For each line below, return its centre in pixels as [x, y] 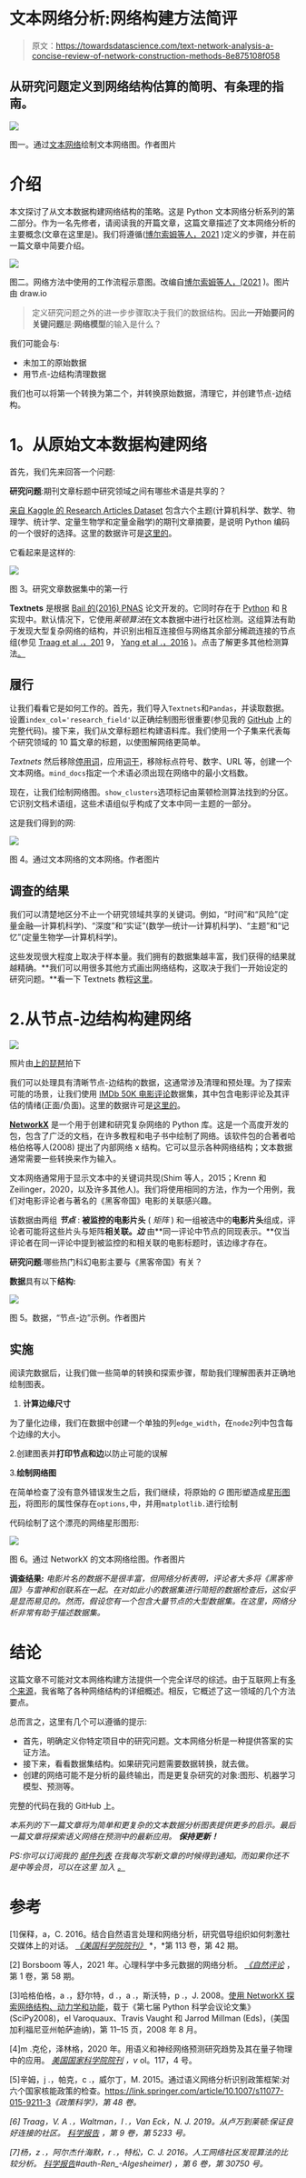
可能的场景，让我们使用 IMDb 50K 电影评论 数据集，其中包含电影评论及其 [146, 1094]
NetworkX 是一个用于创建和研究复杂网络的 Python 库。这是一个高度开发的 [149, 1124]
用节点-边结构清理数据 [64, 374]
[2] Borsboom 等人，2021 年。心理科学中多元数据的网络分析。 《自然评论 [147, 1964]
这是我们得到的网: [43, 823]
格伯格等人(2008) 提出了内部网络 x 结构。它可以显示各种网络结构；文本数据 [151, 1147]
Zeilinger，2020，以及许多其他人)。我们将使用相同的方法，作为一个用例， [148, 1189]
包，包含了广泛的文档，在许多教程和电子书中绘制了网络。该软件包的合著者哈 [153, 1136]
